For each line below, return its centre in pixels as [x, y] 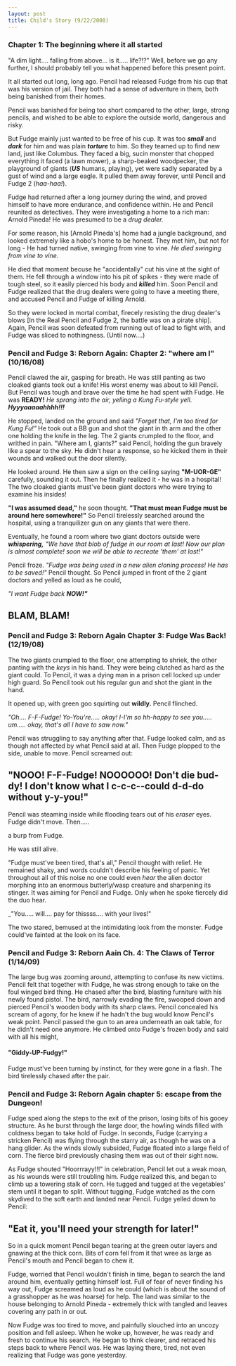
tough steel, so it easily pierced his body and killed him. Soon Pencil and [113, 284]
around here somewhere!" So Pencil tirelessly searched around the [106, 516]
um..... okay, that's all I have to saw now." [68, 725]
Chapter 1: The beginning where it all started [85, 45]
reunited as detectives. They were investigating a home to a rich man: [109, 212]
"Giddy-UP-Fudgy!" [38, 1053]
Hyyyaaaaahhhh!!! [37, 407]
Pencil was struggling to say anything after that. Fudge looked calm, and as [117, 738]
